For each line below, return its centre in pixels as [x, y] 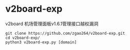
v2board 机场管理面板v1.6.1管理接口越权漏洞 [52, 23]
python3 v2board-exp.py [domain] [41, 42]
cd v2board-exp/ [23, 38]
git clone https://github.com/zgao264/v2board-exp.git [65, 33]
